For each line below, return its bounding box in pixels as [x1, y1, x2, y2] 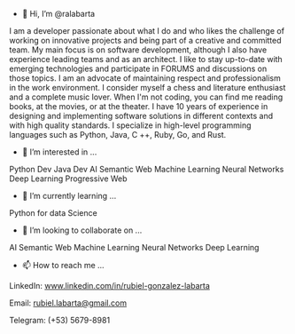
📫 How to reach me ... [21, 260, 105, 270]
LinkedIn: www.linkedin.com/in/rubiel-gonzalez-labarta [9, 281, 211, 290]
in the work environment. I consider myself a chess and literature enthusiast [9, 83, 286, 92]
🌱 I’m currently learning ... [21, 191, 117, 201]
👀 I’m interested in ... [21, 147, 97, 157]
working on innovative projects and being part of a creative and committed [9, 36, 282, 45]
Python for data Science [9, 208, 97, 218]
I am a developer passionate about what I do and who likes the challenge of [9, 26, 285, 36]
